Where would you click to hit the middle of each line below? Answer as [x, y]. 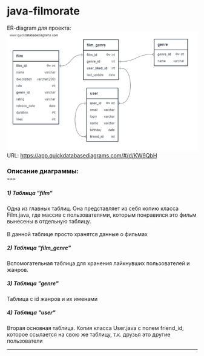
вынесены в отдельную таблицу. [49, 221]
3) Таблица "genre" [33, 283]
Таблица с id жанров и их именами [52, 298]
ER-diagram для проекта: [39, 28]
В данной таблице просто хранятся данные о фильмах [77, 234]
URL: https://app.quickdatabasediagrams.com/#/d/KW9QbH [82, 155]
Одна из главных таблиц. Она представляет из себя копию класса [93, 208]
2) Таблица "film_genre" [39, 248]
